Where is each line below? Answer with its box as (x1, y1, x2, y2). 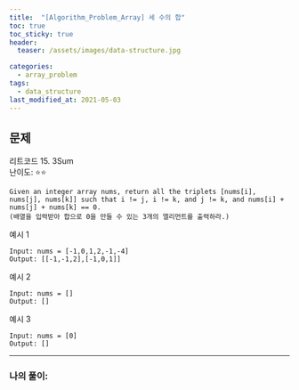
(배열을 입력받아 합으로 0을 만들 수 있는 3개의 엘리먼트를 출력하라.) (9, 213, 230, 222)
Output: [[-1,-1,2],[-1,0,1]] (9, 255, 122, 264)
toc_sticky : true (9, 29, 74, 38)
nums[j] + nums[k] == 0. (9, 203, 101, 212)
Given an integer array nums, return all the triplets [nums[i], (9, 188, 256, 197)
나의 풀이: (9, 370, 49, 383)
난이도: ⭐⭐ (9, 167, 47, 178)
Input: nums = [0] (9, 331, 77, 341)
